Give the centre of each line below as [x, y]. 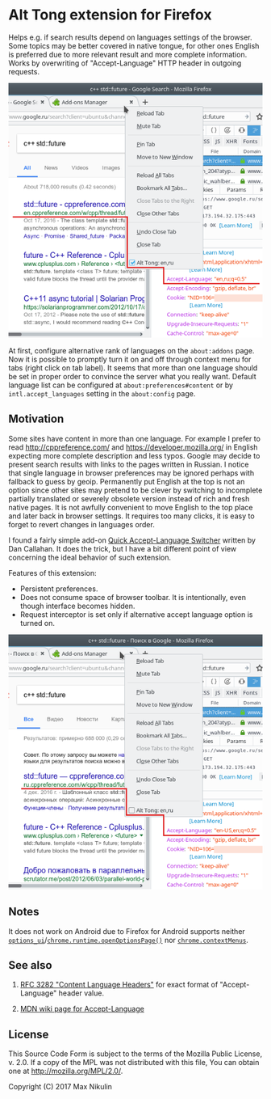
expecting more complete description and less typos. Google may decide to [134, 455]
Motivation [36, 419]
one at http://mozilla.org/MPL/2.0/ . [66, 1071]
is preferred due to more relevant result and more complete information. [128, 54]
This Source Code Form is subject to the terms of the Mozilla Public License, [135, 1054]
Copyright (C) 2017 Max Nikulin [60, 1087]
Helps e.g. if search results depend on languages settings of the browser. [130, 37]
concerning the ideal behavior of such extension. [90, 557]
